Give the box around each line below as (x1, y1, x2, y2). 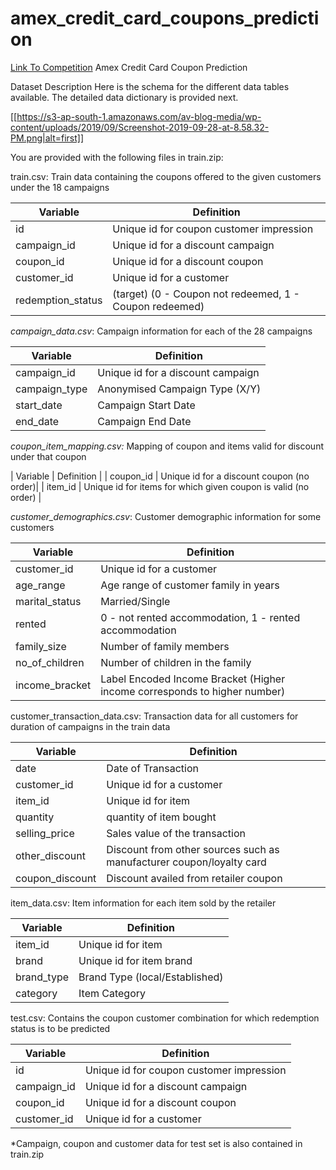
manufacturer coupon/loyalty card (106, 855, 267, 869)
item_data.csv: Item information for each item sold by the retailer (10, 897, 277, 909)
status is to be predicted (10, 1022, 111, 1034)
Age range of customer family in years (100, 578, 280, 592)
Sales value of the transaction (106, 826, 246, 840)
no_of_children (15, 655, 85, 669)
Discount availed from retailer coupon (106, 871, 283, 885)
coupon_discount (15, 871, 97, 885)
